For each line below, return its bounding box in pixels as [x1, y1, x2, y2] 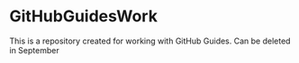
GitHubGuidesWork [9, 6, 158, 27]
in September [9, 44, 60, 55]
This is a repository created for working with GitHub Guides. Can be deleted [9, 35, 291, 46]
